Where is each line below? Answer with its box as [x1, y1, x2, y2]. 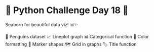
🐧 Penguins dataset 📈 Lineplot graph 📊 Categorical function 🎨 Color [5, 33, 149, 39]
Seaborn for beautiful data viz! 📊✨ [5, 21, 79, 27]
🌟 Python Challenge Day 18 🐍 [5, 5, 129, 16]
